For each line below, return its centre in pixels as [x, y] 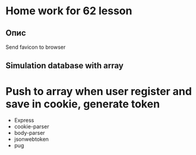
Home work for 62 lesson [69, 11]
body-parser [29, 133]
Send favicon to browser [36, 47]
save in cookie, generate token [83, 104]
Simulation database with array [65, 66]
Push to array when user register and [99, 91]
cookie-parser [31, 126]
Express [24, 121]
